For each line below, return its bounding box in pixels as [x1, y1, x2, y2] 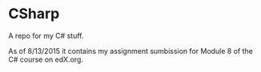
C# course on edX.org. [8, 55, 84, 64]
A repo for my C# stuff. [8, 31, 84, 40]
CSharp [8, 5, 60, 23]
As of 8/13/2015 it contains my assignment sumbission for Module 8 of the [8, 46, 254, 55]
